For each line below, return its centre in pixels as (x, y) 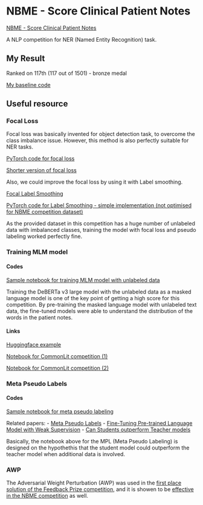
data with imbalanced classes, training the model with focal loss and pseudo (101, 230)
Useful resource (37, 104)
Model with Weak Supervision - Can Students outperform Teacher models (98, 429)
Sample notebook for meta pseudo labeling (60, 411)
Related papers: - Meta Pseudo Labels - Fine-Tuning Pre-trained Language (99, 423)
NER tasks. (20, 147)
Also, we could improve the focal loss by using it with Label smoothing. (95, 182)
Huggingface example (34, 344)
